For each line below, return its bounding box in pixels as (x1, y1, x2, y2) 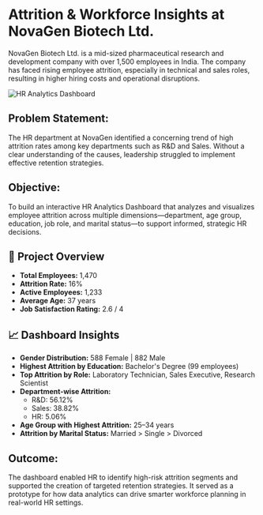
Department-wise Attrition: (19, 387, 111, 397)
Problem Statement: (8, 112, 109, 126)
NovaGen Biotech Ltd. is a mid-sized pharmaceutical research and (8, 48, 224, 58)
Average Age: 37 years (19, 296, 96, 306)
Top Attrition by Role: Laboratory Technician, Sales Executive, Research (19, 370, 255, 380)
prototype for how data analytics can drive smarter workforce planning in (8, 490, 246, 498)
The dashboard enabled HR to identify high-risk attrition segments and (8, 472, 239, 482)
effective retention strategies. (8, 158, 104, 167)
